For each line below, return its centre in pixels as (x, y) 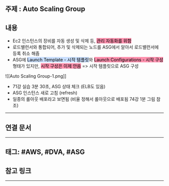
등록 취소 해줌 (26, 53)
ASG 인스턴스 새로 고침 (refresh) (45, 93)
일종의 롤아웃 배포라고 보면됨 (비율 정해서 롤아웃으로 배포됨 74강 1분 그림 (84, 99)
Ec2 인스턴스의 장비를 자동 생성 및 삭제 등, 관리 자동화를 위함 (72, 41)
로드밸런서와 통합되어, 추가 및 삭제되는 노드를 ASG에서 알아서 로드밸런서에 (86, 47)
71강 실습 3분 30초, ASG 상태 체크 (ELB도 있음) (59, 87)
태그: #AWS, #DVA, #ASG (45, 152)
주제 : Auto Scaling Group (45, 9)
